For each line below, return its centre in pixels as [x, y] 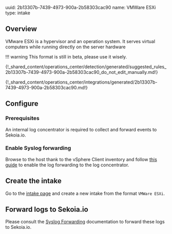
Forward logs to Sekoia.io [47, 209]
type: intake [18, 13]
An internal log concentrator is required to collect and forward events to [81, 129]
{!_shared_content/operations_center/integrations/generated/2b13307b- [81, 82]
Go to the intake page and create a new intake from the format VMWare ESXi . [85, 193]
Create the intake [33, 181]
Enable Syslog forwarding [38, 148]
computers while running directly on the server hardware [65, 47]
